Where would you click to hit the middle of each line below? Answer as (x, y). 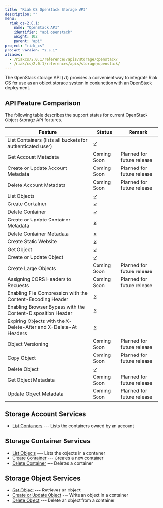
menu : (10, 18)
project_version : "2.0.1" (31, 50)
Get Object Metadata (31, 380)
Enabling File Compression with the (48, 293)
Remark (138, 132)
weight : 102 (26, 37)
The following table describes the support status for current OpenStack (76, 115)
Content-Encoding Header (38, 299)
